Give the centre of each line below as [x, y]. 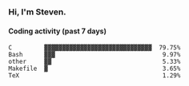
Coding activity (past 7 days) [57, 31]
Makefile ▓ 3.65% [94, 69]
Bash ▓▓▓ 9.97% [94, 55]
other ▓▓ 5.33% [94, 62]
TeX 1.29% [94, 76]
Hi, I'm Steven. [37, 12]
